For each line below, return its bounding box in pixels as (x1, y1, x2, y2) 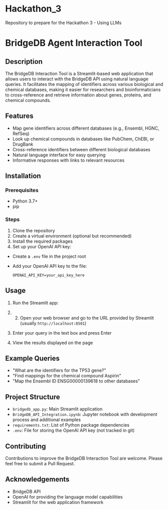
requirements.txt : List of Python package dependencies (12, 422, 130, 428)
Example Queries (5, 354, 60, 362)
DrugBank (12, 141, 34, 147)
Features (5, 112, 34, 121)
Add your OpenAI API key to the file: (12, 263, 87, 269)
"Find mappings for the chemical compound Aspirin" (12, 373, 121, 379)
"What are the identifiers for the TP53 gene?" (12, 367, 106, 373)
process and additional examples (12, 417, 81, 423)
